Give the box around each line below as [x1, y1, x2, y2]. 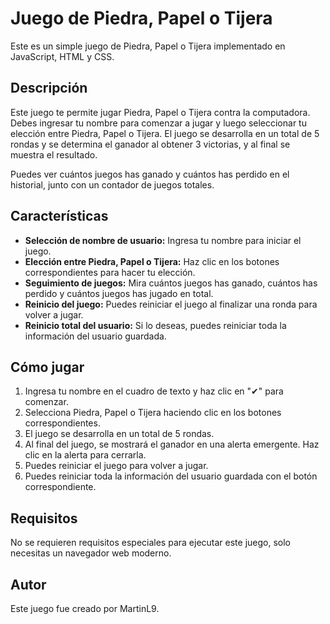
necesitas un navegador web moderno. [10, 547, 172, 559]
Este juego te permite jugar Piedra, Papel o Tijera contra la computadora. [10, 106, 311, 118]
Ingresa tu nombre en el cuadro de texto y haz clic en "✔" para [24, 385, 284, 397]
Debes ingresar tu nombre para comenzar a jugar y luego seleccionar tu [10, 117, 307, 129]
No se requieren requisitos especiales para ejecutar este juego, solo [10, 537, 291, 549]
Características [10, 208, 109, 225]
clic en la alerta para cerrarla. [24, 449, 147, 461]
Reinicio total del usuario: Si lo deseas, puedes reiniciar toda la [24, 319, 287, 331]
